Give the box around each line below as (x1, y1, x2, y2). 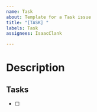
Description (6, 61, 65, 74)
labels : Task (6, 25, 38, 31)
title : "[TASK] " (6, 19, 49, 25)
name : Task (6, 8, 33, 15)
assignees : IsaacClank (6, 31, 62, 37)
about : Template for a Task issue (6, 14, 92, 20)
